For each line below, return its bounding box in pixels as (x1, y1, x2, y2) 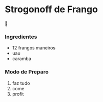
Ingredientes (5, 33, 37, 40)
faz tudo (12, 80, 30, 86)
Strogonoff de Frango (5, 4, 98, 15)
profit (12, 91, 24, 97)
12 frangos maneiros (12, 45, 56, 51)
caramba (12, 56, 31, 62)
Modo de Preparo (5, 68, 49, 75)
